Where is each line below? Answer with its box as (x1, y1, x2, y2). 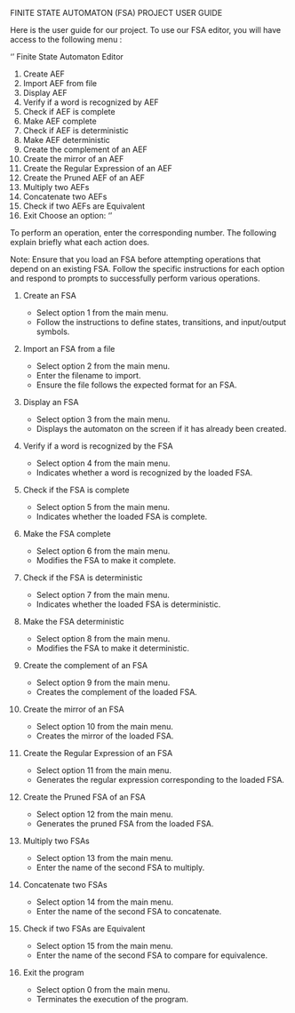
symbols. (36, 326, 70, 337)
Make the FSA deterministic (22, 617, 125, 626)
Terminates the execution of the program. (36, 994, 189, 1004)
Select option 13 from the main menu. (36, 853, 174, 863)
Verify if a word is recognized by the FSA (22, 441, 173, 451)
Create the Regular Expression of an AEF (22, 164, 172, 173)
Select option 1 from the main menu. (36, 307, 169, 318)
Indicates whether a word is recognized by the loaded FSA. (36, 467, 253, 478)
